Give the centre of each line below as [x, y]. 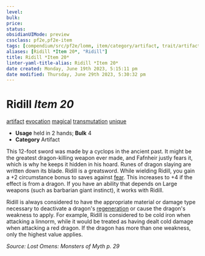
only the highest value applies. [45, 235]
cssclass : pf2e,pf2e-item [39, 40]
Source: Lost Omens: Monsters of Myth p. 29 [63, 246]
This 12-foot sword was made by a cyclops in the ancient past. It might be [99, 151]
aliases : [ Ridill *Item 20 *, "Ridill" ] [57, 52]
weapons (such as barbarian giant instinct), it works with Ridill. [85, 190]
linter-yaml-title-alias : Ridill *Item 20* [63, 63]
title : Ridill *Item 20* [38, 57]
